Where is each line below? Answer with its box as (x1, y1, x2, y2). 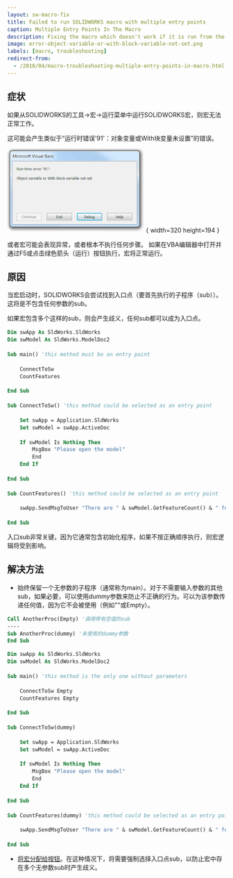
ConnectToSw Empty (19, 687, 73, 694)
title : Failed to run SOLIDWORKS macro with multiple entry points (7, 18, 207, 26)
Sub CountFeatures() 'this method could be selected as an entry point (7, 490, 218, 497)
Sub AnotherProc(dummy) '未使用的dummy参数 (7, 630, 128, 637)
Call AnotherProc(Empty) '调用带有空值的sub (7, 615, 130, 623)
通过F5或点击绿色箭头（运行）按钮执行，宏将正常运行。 (7, 248, 166, 257)
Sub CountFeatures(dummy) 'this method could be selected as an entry (7, 812, 216, 819)
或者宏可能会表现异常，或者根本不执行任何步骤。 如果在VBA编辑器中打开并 (7, 240, 222, 248)
